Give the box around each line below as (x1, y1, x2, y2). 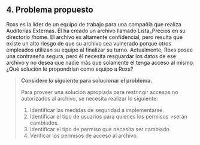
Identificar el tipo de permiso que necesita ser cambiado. (29, 125, 171, 132)
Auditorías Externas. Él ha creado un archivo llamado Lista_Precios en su (6, 27, 186, 34)
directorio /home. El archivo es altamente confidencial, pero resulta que (6, 33, 183, 41)
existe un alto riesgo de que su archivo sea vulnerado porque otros (6, 40, 172, 47)
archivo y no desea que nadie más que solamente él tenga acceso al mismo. (6, 59, 195, 66)
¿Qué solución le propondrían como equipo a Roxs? (6, 65, 134, 72)
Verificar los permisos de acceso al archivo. (29, 132, 138, 139)
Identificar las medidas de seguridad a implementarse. (29, 106, 165, 113)
